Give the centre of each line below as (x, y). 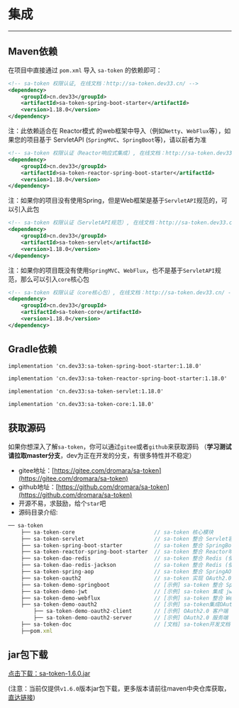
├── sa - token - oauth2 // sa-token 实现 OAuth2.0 (126, 578)
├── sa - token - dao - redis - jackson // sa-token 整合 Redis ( (125, 565)
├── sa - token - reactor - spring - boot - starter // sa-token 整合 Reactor (125, 552)
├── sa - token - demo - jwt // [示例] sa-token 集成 (122, 591)
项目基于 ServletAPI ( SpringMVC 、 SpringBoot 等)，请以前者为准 (117, 140)
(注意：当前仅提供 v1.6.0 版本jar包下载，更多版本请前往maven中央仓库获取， (119, 688)
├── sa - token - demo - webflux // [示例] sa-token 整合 (122, 598)
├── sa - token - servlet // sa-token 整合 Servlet (125, 539)
